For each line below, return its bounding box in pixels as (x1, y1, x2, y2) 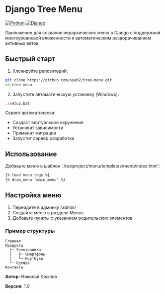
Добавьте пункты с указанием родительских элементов (12, 215, 133, 221)
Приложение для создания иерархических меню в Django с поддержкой (5, 29, 161, 35)
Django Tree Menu (5, 3, 83, 15)
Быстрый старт (5, 55, 56, 63)
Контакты (5, 265, 23, 270)
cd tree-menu (5, 82, 32, 87)
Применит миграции (12, 130, 56, 136)
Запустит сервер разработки (12, 136, 75, 142)
